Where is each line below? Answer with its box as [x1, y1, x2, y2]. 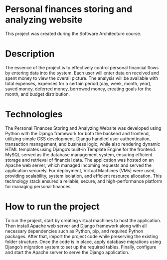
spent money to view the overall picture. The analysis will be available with [5, 75, 159, 81]
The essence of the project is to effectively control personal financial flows [5, 64, 159, 70]
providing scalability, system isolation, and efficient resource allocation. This [5, 173, 162, 179]
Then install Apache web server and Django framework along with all [5, 223, 147, 229]
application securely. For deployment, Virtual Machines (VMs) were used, [5, 167, 156, 173]
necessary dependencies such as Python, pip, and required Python [5, 228, 144, 234]
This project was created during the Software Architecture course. [5, 30, 142, 36]
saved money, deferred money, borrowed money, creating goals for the [5, 86, 152, 92]
